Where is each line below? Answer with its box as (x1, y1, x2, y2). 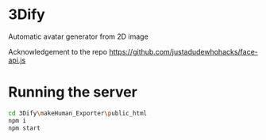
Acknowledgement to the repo (8, 47, 108, 56)
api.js (8, 55, 26, 65)
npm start (8, 124, 41, 132)
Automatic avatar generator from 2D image (8, 32, 148, 41)
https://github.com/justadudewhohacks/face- (109, 47, 258, 56)
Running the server (8, 83, 137, 101)
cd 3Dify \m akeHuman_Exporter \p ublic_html (8, 109, 148, 117)
